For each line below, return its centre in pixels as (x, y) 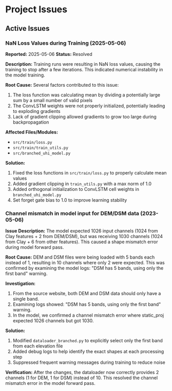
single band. (26, 299)
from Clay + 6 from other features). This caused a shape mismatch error (82, 242)
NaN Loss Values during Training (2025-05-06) (66, 43)
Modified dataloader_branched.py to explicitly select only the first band (88, 341)
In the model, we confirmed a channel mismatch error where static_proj (88, 315)
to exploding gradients (36, 111)
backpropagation (31, 122)
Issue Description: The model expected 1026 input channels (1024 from (82, 231)
